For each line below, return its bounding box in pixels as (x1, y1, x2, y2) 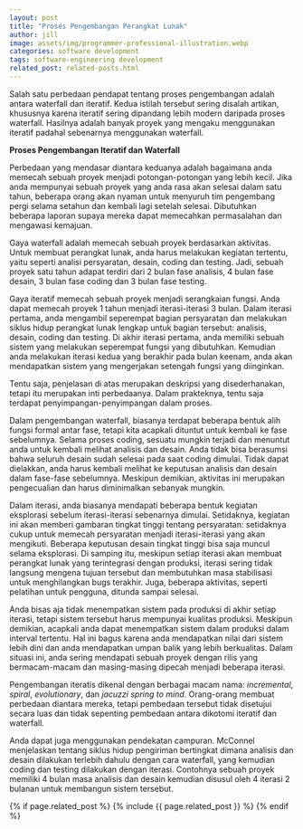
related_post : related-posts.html (9, 64, 140, 73)
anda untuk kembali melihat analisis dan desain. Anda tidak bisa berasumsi (9, 443, 288, 454)
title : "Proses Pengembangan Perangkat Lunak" (9, 22, 188, 31)
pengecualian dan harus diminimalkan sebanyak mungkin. (9, 481, 226, 493)
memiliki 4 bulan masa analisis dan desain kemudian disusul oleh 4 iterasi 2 (9, 773, 290, 784)
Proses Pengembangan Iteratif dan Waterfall (9, 144, 181, 155)
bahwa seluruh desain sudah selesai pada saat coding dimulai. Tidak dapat (9, 453, 289, 464)
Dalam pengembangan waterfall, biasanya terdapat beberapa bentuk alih (9, 414, 281, 425)
